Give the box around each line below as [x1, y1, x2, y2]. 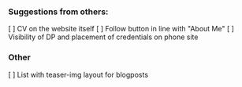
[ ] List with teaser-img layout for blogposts [8, 70, 148, 79]
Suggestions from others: [8, 6, 109, 17]
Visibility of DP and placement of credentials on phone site [8, 32, 199, 42]
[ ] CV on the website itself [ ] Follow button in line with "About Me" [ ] [8, 24, 235, 34]
